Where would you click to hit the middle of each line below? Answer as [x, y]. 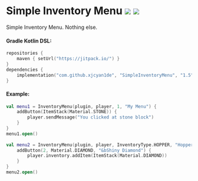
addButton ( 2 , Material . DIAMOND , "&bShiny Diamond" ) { [84, 150]
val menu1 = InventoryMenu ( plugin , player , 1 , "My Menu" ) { [82, 106]
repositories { [25, 53]
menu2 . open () [22, 172]
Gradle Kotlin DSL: [29, 41]
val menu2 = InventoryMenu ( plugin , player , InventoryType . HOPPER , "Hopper [100, 145]
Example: [18, 94]
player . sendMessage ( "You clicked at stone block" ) [91, 117]
